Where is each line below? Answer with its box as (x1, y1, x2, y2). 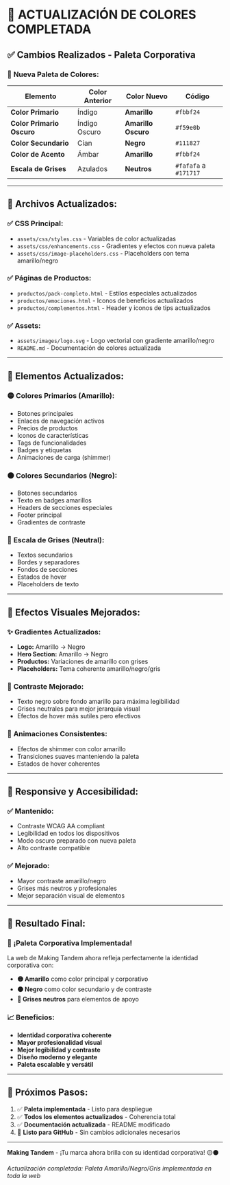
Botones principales (16, 409, 74, 417)
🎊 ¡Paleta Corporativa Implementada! (7, 938, 133, 948)
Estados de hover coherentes (16, 760, 101, 768)
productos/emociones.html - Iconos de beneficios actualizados (16, 296, 194, 304)
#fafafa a (175, 160, 206, 170)
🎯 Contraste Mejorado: (7, 682, 84, 691)
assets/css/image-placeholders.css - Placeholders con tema (16, 249, 190, 257)
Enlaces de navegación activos (16, 417, 105, 425)
